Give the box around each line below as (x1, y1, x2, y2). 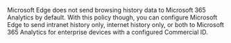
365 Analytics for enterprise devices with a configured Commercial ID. (7, 28, 208, 36)
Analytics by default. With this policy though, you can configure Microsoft (7, 13, 218, 21)
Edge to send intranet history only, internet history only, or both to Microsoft (7, 21, 224, 28)
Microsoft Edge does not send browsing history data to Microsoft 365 (7, 6, 206, 14)
